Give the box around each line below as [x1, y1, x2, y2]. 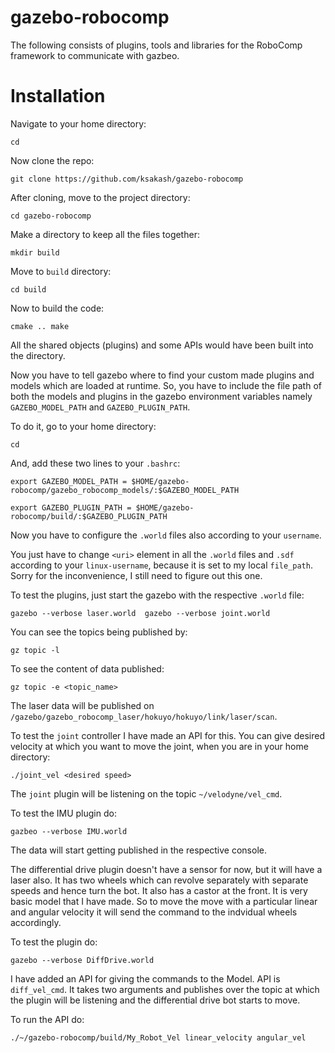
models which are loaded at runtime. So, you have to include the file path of [10, 379, 322, 391]
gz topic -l [10, 645, 60, 655]
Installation [10, 85, 106, 108]
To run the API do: [10, 1013, 85, 1025]
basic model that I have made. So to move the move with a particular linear [10, 895, 318, 907]
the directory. [10, 349, 66, 361]
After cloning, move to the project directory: [10, 191, 191, 203]
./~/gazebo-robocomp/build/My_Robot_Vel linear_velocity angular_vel [10, 1032, 307, 1043]
